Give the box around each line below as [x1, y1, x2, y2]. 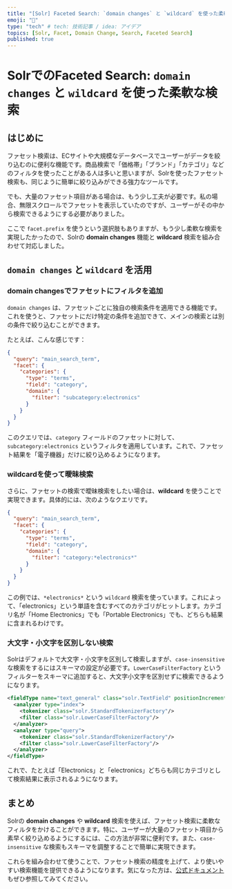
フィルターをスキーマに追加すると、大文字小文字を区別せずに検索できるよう [7, 672, 224, 681]
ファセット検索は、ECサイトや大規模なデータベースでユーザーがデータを [7, 152, 215, 160]
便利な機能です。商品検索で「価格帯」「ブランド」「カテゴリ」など [37, 161, 224, 169]
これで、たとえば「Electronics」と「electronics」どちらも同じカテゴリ [7, 766, 209, 775]
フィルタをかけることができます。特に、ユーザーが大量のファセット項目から [7, 825, 224, 834]
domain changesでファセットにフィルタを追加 [7, 286, 164, 296]
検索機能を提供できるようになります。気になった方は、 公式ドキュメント [19, 865, 224, 874]
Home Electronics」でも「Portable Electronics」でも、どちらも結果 [30, 610, 224, 619]
